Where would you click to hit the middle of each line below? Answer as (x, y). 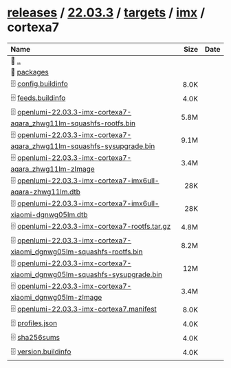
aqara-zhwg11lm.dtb (46, 192)
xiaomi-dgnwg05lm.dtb (49, 214)
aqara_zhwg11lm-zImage (53, 169)
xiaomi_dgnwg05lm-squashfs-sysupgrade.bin (87, 274)
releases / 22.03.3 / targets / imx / (106, 13)
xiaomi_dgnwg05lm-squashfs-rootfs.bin (77, 252)
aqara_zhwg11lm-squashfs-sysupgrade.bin (83, 146)
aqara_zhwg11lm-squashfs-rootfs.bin (73, 123)
